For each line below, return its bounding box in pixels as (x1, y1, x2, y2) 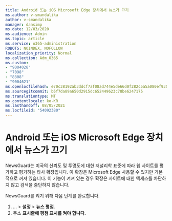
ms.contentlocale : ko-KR (5, 98, 58, 103)
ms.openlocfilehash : (5, 84, 50, 89)
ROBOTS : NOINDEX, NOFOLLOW (5, 46, 63, 51)
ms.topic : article (5, 36, 45, 42)
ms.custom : (5, 60, 29, 65)
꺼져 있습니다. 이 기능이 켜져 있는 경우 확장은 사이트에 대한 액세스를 (18, 175, 153, 181)
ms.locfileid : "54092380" (5, 108, 60, 113)
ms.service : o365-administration (5, 41, 77, 46)
